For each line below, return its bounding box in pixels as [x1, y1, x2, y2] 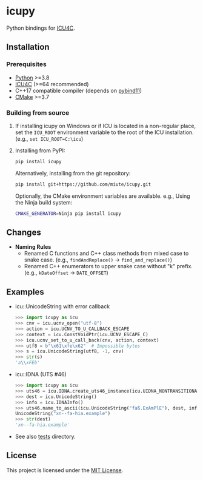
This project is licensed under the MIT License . [6, 466, 124, 474]
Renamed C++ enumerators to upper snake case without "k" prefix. [24, 263, 193, 270]
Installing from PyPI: [15, 147, 65, 154]
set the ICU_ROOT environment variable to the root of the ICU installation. [15, 129, 194, 136]
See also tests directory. [15, 433, 76, 441]
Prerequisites [6, 60, 47, 69]
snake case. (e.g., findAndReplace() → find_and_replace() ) [24, 256, 173, 263]
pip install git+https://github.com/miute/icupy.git [15, 181, 151, 188]
